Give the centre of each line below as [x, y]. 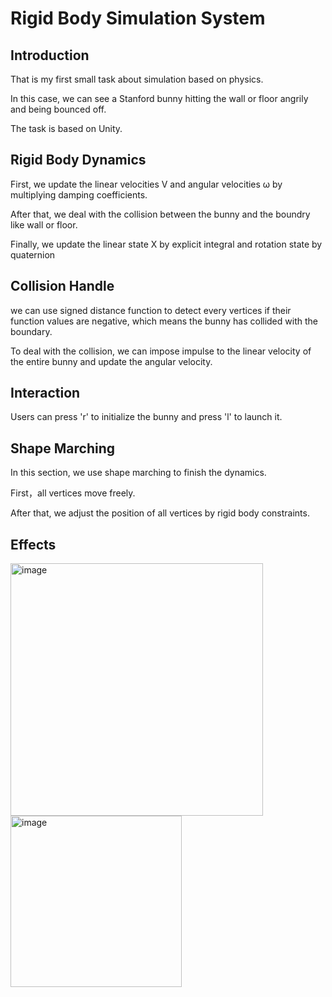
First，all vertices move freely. [73, 493]
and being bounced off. [58, 109]
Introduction [50, 55]
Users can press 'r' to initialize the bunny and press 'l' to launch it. [146, 417]
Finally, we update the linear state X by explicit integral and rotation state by [166, 244]
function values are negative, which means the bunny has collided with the [164, 321]
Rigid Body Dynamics [78, 160]
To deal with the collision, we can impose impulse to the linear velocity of [161, 351]
